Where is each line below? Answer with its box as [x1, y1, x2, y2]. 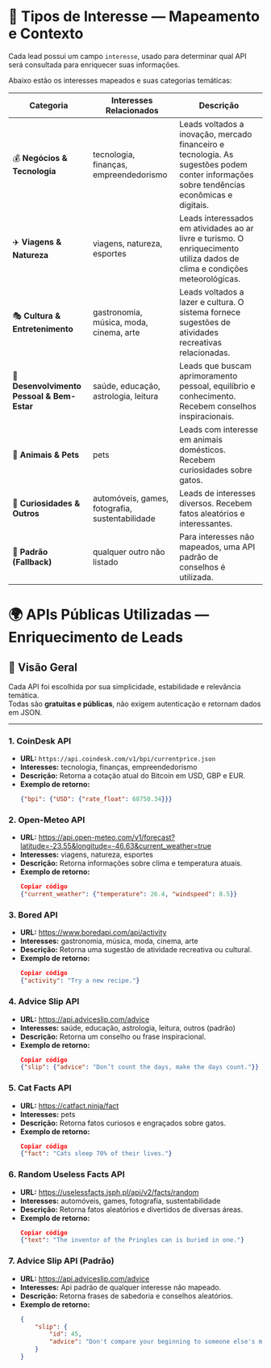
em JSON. [8, 707, 43, 717]
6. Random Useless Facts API [8, 1169, 125, 1180]
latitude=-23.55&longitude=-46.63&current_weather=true [19, 841, 212, 851]
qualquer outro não [92, 546, 165, 557]
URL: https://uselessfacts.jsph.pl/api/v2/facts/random [19, 1187, 199, 1196]
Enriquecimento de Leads [8, 629, 184, 646]
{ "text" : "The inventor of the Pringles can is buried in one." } [19, 1236, 244, 1244]
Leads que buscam [179, 360, 252, 371]
